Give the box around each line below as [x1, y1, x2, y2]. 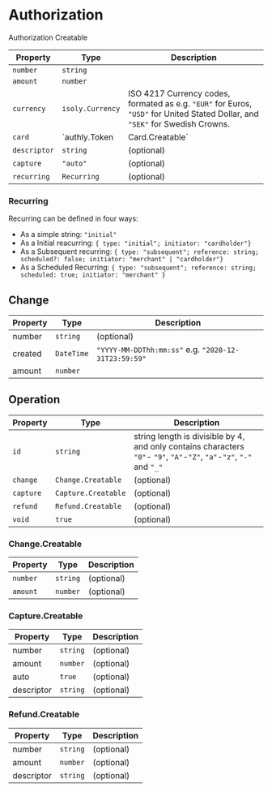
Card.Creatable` [128, 131, 189, 143]
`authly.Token [62, 131, 114, 143]
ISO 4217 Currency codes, [128, 88, 231, 99]
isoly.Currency [62, 104, 121, 113]
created [12, 348, 42, 359]
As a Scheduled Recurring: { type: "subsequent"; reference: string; [19, 262, 257, 273]
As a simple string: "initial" [19, 230, 117, 239]
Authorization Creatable [8, 32, 88, 42]
